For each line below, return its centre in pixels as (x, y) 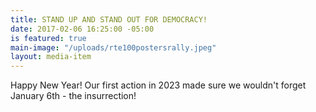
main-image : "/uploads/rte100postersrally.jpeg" (113, 47)
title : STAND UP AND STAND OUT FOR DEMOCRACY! (109, 19)
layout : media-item (51, 57)
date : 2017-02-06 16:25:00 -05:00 (82, 29)
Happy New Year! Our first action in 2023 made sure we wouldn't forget (158, 85)
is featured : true (48, 38)
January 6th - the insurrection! (73, 96)
